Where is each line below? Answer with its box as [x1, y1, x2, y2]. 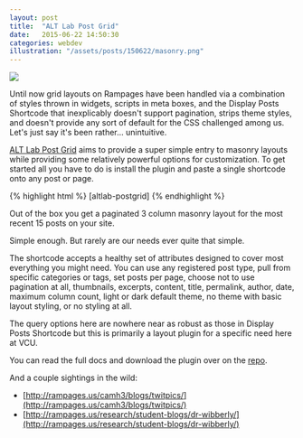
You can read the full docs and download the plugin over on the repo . [9, 355, 269, 366]
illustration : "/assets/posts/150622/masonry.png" [9, 47, 204, 56]
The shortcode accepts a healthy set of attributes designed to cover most [9, 253, 284, 264]
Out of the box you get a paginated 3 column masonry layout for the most [9, 209, 283, 219]
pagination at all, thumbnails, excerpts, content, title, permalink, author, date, [9, 282, 295, 293]
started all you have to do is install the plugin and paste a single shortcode [9, 163, 287, 174]
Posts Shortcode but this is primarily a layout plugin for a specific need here [9, 328, 292, 339]
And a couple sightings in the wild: [9, 372, 138, 384]
